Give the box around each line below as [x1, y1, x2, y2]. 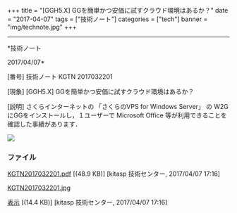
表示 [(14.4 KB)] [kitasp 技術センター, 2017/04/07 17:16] [7, 198, 168, 207]
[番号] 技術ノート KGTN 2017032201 [7, 72, 113, 81]
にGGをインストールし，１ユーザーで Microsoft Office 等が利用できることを [7, 111, 227, 120]
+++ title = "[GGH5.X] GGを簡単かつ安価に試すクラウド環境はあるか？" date [7, 6, 229, 14]
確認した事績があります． [7, 120, 82, 128]
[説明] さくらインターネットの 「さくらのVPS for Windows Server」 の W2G [7, 103, 229, 110]
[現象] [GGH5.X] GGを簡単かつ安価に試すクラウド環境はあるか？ [7, 87, 195, 96]
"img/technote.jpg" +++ [7, 23, 77, 31]
